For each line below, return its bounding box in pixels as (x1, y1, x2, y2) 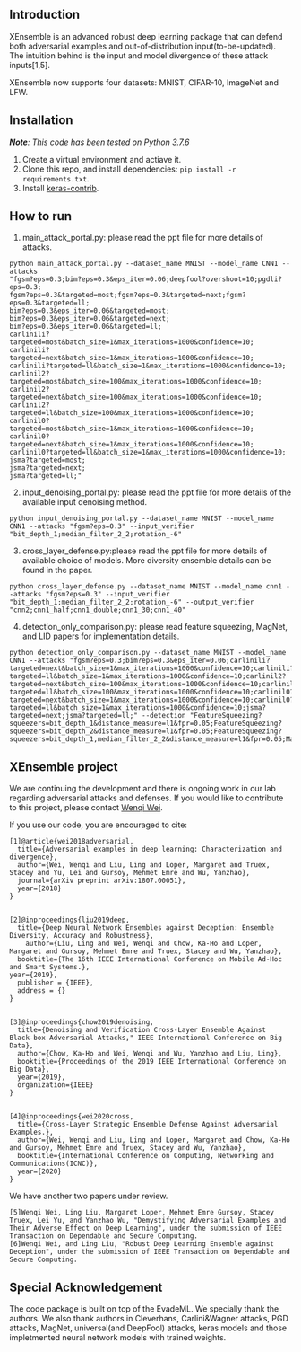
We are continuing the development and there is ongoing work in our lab (9, 783, 276, 794)
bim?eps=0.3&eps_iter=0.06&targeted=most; (9, 306, 170, 315)
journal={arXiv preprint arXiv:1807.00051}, (17, 876, 186, 886)
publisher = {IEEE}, (17, 978, 94, 987)
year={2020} (17, 1167, 63, 1176)
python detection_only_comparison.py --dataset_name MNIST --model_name (9, 649, 287, 658)
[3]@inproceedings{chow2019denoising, (9, 1018, 154, 1027)
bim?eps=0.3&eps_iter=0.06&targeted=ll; (9, 323, 163, 331)
